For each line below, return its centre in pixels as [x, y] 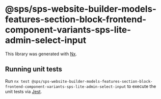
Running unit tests [34, 69]
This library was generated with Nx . [41, 54]
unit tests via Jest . [24, 91]
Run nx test [17, 81]
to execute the [141, 86]
